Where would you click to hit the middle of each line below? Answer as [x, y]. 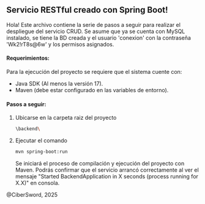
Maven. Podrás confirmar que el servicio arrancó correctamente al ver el [107, 170]
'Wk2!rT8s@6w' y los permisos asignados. [60, 44]
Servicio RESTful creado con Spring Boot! [87, 10]
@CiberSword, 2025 [32, 194]
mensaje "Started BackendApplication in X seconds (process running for [107, 176]
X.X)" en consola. [37, 183]
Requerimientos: [28, 58]
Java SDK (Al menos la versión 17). [59, 84]
